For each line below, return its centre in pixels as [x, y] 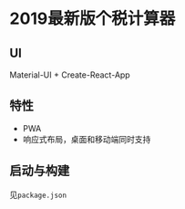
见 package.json [38, 194]
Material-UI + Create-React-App [70, 75]
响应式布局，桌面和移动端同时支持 [87, 139]
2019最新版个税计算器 [92, 19]
